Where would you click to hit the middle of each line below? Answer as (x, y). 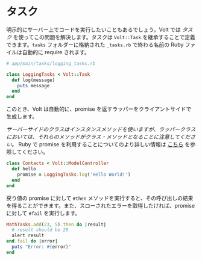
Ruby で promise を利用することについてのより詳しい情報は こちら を (104, 144)
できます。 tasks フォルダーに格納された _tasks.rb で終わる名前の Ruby (95, 45)
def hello (24, 169)
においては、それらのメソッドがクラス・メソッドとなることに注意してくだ (98, 137)
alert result (28, 236)
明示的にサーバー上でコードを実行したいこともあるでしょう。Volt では (93, 29)
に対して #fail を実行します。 (43, 213)
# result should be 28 (40, 230)
